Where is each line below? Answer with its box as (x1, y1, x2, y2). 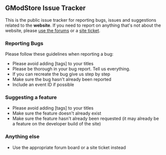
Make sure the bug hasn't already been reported (12, 77, 111, 82)
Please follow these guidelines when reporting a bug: (5, 51, 114, 57)
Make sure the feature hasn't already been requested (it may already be (12, 116, 160, 121)
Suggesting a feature (5, 94, 57, 101)
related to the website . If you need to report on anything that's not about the (5, 22, 161, 28)
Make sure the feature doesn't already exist (12, 111, 102, 116)
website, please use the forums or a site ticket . (5, 27, 101, 34)
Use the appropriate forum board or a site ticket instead (12, 144, 126, 150)
